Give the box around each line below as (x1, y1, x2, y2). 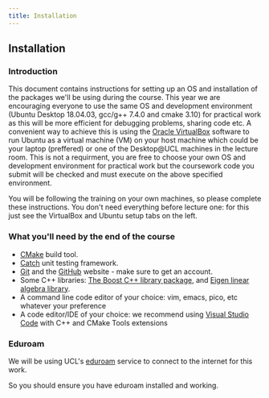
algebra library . (19, 284, 71, 293)
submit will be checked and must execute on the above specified (8, 170, 223, 180)
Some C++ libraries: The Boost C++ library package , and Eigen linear (19, 275, 250, 284)
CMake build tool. (19, 249, 79, 259)
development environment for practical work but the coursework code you (8, 161, 255, 171)
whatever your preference (19, 301, 107, 310)
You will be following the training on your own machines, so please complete (8, 194, 262, 204)
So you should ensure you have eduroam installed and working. (8, 380, 219, 390)
